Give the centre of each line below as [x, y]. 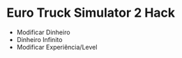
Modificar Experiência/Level [57, 47]
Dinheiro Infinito [39, 39]
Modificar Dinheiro [43, 32]
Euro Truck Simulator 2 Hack [91, 13]
